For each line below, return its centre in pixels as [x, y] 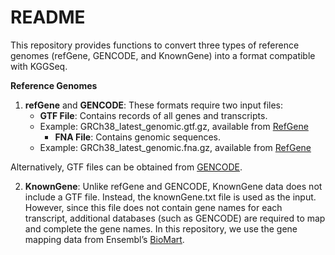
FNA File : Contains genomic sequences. [137, 137]
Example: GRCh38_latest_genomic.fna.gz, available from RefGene [175, 147]
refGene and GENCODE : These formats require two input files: [153, 105]
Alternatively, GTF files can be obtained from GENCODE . [126, 167]
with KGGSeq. [39, 66]
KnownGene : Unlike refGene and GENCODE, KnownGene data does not [173, 186]
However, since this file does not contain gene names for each [153, 207]
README [48, 17]
